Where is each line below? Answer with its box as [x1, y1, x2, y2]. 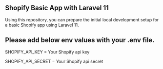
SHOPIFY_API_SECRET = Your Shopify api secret [5, 58, 103, 64]
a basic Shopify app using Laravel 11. [5, 22, 79, 28]
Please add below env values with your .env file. [5, 36, 155, 44]
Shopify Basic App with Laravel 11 [5, 4, 109, 12]
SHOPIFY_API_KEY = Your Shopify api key [5, 49, 90, 55]
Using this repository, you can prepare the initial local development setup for [5, 17, 159, 22]
